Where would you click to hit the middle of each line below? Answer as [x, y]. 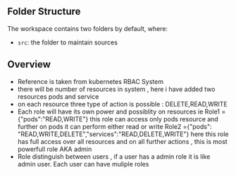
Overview [29, 65]
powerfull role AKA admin [55, 149]
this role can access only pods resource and [154, 119]
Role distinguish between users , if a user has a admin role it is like [114, 156]
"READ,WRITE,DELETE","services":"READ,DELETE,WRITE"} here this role [123, 134]
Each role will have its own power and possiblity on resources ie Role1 [119, 111]
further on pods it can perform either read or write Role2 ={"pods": [114, 126]
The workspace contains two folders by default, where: [87, 28]
